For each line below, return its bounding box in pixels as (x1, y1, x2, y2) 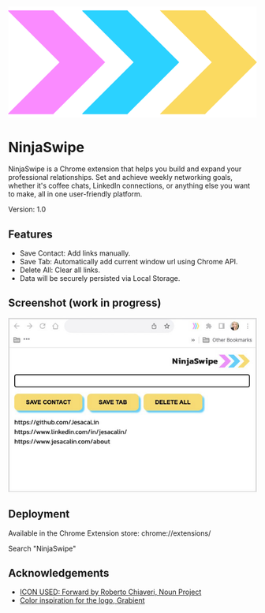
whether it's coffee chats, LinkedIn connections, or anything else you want (8, 181, 251, 191)
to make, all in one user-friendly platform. (8, 189, 143, 199)
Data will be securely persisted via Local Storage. (19, 274, 181, 283)
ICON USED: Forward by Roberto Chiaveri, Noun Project (19, 587, 202, 597)
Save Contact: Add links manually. (19, 249, 131, 258)
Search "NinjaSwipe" (8, 544, 77, 553)
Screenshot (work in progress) (8, 297, 162, 310)
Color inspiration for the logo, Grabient (19, 596, 145, 605)
